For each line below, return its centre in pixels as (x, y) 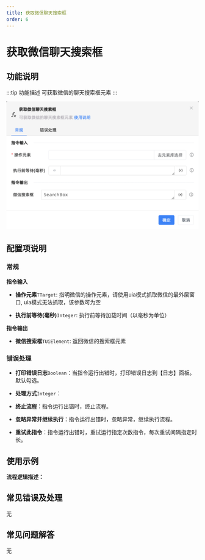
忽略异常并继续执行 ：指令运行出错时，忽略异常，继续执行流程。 (95, 419)
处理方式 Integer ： (38, 393)
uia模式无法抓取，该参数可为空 (62, 302)
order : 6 (17, 19)
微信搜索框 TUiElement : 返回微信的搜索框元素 (70, 341)
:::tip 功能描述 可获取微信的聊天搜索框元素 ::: (62, 92)
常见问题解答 (31, 535)
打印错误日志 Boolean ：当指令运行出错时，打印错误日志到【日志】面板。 (105, 373)
